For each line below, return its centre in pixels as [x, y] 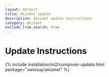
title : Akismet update [28, 14]
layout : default [21, 9]
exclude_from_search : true [32, 27]
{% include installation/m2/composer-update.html [55, 64]
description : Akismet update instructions [48, 18]
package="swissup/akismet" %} [38, 70]
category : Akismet [23, 23]
